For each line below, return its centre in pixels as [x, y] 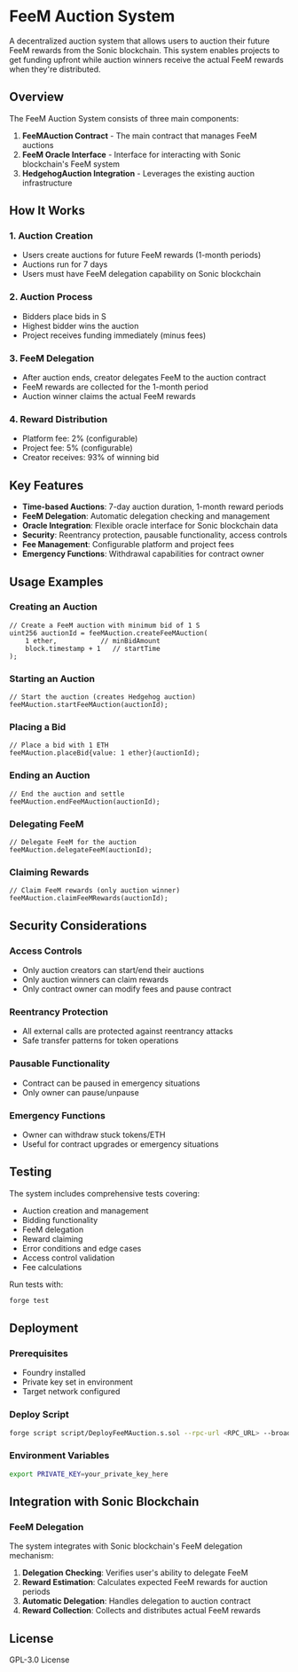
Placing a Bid [38, 727]
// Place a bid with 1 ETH [59, 746]
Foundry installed [54, 1373]
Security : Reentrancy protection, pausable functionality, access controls [155, 535]
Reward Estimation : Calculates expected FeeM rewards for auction [145, 1582]
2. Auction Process [51, 297]
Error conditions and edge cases [82, 1248]
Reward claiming [52, 1238]
